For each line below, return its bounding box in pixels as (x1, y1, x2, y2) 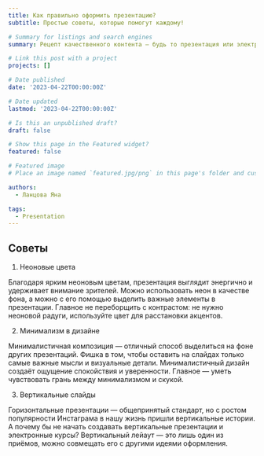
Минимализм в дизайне (19, 326, 101, 336)
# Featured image (8, 162, 65, 170)
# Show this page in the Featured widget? (8, 141, 149, 149)
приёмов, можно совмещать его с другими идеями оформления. (8, 439, 228, 448)
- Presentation (15, 212, 65, 220)
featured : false (8, 148, 61, 156)
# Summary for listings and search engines (8, 33, 153, 41)
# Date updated (8, 97, 58, 105)
